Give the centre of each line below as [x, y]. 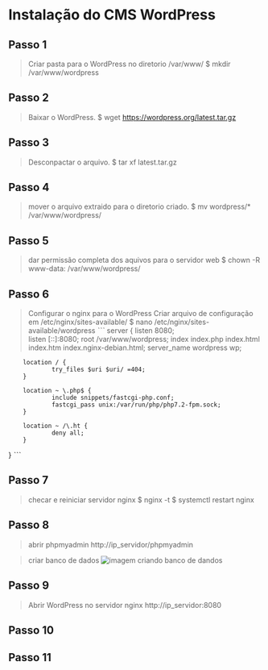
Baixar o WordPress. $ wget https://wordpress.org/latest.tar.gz [132, 117]
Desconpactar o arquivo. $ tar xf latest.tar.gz [102, 162]
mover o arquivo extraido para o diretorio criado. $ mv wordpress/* [139, 206]
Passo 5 [29, 241]
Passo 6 [29, 294]
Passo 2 [29, 98]
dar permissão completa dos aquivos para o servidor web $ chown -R [144, 260]
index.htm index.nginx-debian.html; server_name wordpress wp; [135, 347]
